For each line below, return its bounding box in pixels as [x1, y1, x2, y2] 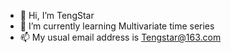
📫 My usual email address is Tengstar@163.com [19, 31, 222, 43]
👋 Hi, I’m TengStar [19, 10, 95, 21]
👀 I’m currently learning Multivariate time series [19, 20, 215, 32]
